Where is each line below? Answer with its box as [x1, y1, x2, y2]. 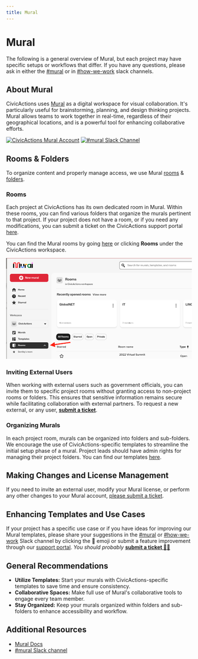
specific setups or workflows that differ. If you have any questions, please [6, 61, 186, 68]
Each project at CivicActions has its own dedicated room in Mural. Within [6, 204, 183, 211]
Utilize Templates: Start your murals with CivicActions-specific [14, 576, 169, 583]
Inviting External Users [6, 368, 73, 376]
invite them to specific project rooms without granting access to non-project [6, 388, 192, 395]
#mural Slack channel [14, 647, 68, 654]
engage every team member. [14, 595, 85, 602]
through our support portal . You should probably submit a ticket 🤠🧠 [6, 544, 171, 551]
